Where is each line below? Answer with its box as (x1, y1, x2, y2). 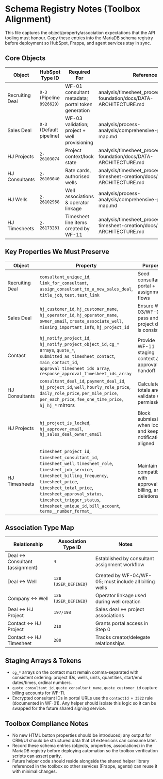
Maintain (137, 462, 158, 469)
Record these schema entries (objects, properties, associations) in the (12, 743, 153, 748)
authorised (65, 173, 90, 180)
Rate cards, (65, 167, 91, 174)
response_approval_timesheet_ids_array (39, 371, 132, 376)
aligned (137, 440, 155, 446)
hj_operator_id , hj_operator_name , (39, 311, 118, 318)
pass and (137, 314, 159, 321)
